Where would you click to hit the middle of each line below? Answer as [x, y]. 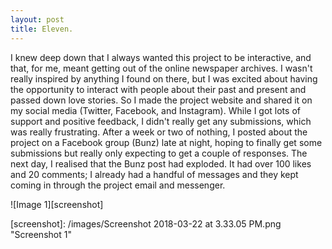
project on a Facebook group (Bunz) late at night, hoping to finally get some [166, 142]
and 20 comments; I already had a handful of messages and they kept [154, 174]
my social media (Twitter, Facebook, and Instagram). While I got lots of [155, 110]
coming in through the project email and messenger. [118, 185]
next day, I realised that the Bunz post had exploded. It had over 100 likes [161, 163]
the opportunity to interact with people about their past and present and [158, 89]
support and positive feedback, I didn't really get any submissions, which [161, 121]
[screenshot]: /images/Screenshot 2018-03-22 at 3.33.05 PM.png [146, 223]
